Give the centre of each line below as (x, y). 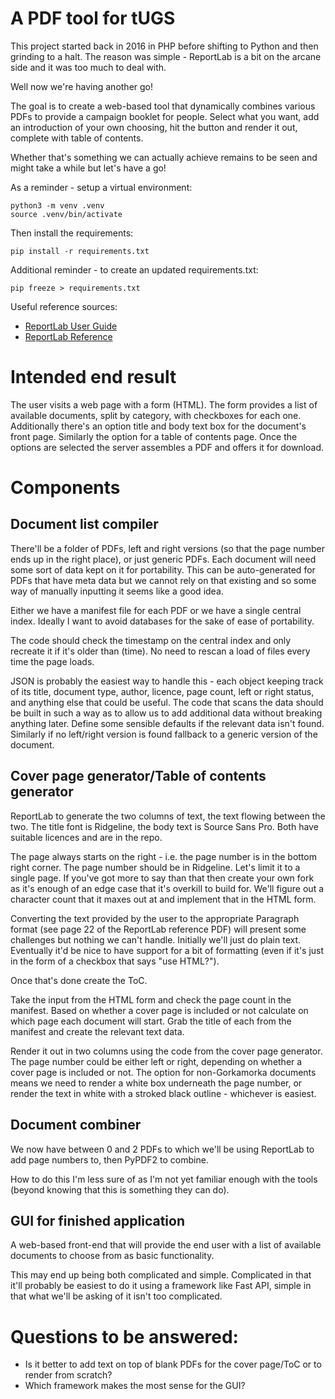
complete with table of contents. (77, 138)
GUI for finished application (97, 1220)
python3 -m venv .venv (57, 205)
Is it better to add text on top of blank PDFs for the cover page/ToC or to (173, 1364)
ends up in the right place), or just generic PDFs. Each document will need (163, 559)
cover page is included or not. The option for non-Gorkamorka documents (163, 1072)
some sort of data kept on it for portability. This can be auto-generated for (163, 569)
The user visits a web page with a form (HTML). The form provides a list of (164, 404)
